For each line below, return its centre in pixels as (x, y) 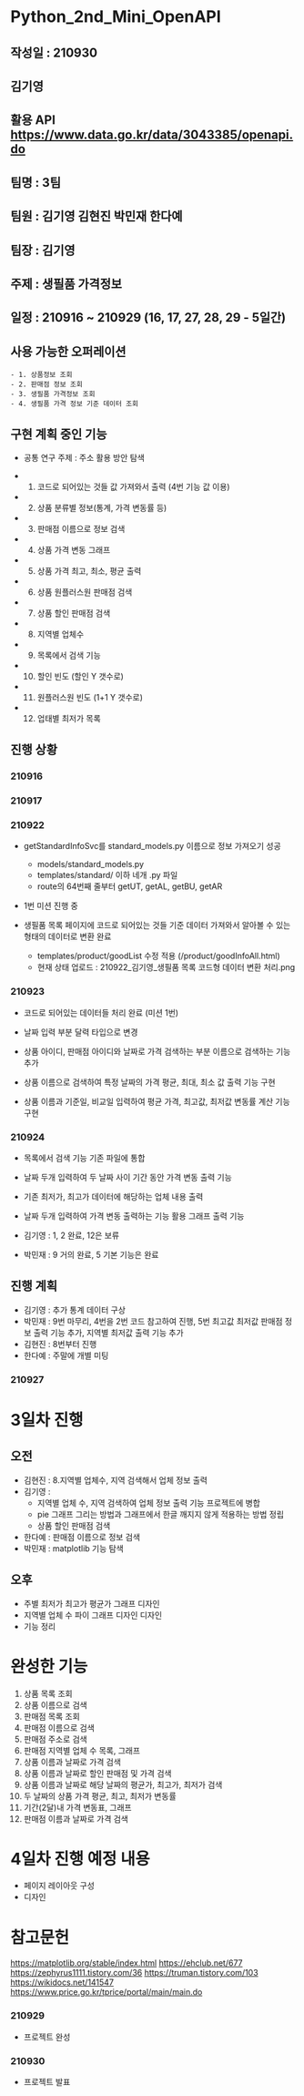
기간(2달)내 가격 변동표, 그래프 (77, 1807)
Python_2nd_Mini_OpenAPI (116, 17)
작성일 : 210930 (54, 52)
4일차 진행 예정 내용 (80, 1859)
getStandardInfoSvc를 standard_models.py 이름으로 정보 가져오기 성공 (152, 846)
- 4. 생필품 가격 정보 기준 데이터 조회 (75, 404)
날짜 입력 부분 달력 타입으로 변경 (81, 1032)
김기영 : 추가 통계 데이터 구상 (75, 1310)
